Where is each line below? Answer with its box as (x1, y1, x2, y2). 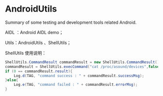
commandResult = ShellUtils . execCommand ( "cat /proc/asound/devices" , (5, 64, 149, 69)
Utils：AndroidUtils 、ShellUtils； (5, 40, 71, 46)
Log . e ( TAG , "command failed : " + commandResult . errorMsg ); (14, 82, 138, 87)
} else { (5, 78, 18, 83)
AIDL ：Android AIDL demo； (5, 29, 64, 35)
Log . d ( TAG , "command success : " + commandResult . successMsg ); (14, 73, 145, 78)
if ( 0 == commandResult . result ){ (5, 69, 73, 74)
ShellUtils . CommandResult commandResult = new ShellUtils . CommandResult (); (5, 60, 162, 64)
